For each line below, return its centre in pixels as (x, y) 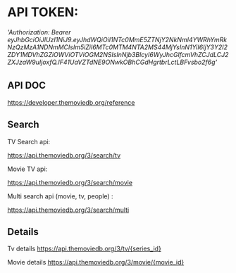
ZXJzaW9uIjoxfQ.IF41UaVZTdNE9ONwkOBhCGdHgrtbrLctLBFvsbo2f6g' (112, 62)
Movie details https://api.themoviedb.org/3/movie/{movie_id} (96, 262)
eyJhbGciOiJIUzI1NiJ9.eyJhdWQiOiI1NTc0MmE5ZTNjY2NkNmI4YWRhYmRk (117, 39)
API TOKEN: (43, 12)
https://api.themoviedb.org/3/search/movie (70, 182)
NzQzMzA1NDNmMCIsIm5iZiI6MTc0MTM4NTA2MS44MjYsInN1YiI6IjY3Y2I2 (117, 47)
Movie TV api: (27, 169)
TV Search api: (29, 141)
